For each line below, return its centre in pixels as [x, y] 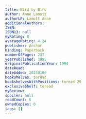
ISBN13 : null [18, 32]
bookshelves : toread [26, 77]
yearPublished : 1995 [26, 59]
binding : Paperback [25, 50]
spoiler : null [19, 95]
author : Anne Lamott [26, 14]
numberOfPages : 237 [25, 55]
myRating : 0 [17, 37]
